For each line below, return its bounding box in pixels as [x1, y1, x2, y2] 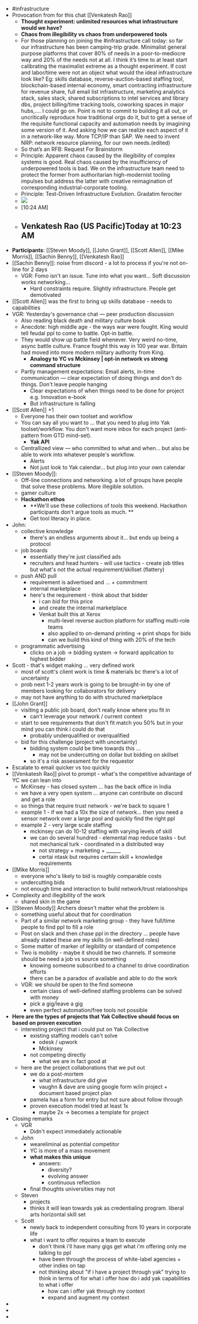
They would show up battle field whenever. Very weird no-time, [20, 336, 178, 343]
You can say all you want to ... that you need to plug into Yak [20, 419, 170, 426]
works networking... [20, 278, 71, 285]
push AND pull [20, 572, 57, 579]
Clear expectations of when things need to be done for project [29, 387, 184, 394]
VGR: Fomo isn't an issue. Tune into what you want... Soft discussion [20, 272, 191, 279]
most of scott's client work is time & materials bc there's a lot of [20, 668, 179, 675]
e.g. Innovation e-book [29, 393, 86, 400]
